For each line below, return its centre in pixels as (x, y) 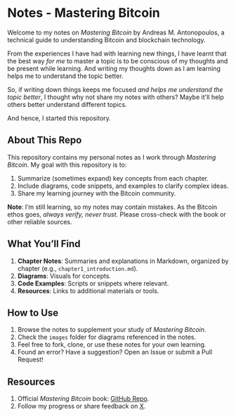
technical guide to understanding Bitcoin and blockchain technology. (106, 39)
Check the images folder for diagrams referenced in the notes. (107, 337)
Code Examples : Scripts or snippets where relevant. (93, 283)
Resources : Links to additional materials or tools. (88, 290)
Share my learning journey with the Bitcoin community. (97, 193)
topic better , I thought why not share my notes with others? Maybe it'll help (116, 97)
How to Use (33, 313)
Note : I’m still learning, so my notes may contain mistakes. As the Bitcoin (112, 207)
